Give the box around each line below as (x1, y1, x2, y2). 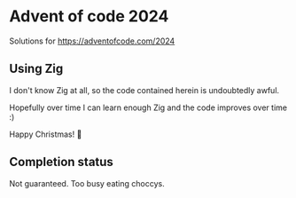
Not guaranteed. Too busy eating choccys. (9, 178, 166, 188)
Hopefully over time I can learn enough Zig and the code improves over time (9, 102, 288, 113)
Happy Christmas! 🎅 (9, 129, 82, 139)
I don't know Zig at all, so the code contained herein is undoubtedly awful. (9, 84, 280, 95)
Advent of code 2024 (9, 6, 169, 27)
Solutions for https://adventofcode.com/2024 (9, 36, 175, 46)
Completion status (9, 154, 113, 170)
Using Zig (9, 61, 64, 76)
